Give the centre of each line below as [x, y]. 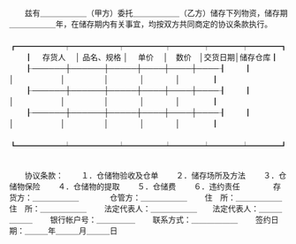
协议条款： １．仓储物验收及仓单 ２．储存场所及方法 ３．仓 [156, 175]
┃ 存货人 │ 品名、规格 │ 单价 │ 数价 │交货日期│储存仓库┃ [152, 57]
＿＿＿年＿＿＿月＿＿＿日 [71, 231]
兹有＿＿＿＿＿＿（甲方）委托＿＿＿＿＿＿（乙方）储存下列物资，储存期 [156, 13]
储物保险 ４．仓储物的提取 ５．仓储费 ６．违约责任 [125, 187]
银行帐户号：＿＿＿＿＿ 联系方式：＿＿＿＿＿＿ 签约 [160, 220]
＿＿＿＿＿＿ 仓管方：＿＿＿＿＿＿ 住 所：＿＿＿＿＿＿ [157, 198]
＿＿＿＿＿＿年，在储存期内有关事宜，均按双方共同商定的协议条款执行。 [140, 24]
